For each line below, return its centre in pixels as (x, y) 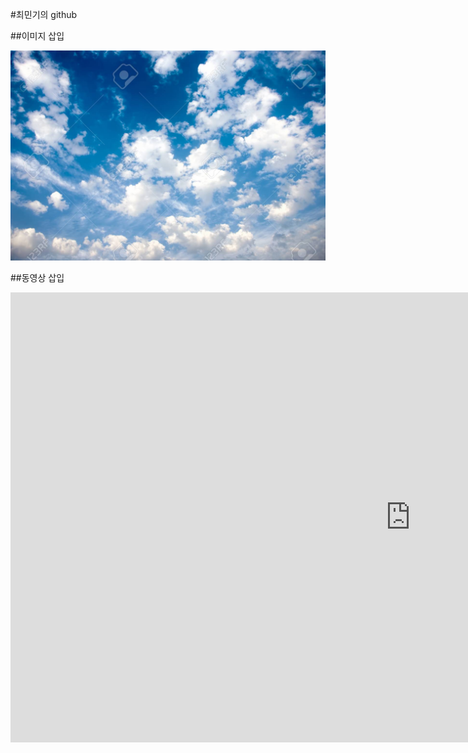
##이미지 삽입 (37, 36)
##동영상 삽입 (37, 277)
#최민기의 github (44, 14)
